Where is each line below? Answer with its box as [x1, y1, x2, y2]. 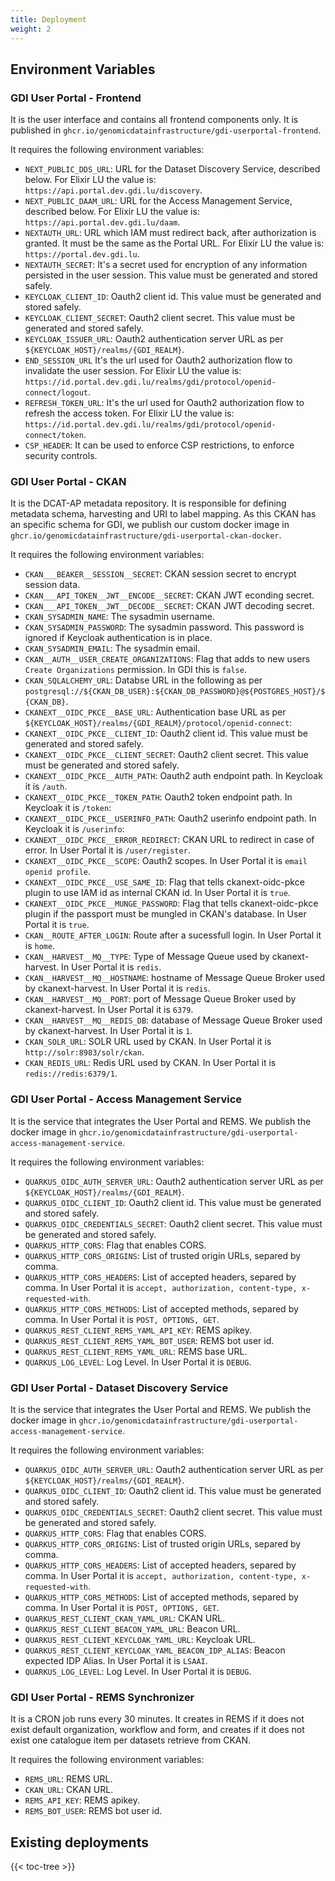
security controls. [24, 450, 98, 462]
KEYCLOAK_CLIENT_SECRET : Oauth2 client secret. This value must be [24, 312, 296, 324]
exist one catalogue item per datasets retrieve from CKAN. [10, 1734, 252, 1746]
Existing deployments [10, 1834, 149, 1851]
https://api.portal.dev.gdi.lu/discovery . [24, 184, 203, 196]
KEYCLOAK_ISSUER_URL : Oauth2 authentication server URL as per [24, 333, 284, 345]
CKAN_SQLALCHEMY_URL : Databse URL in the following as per [24, 674, 263, 686]
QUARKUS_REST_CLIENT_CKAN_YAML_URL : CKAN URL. [24, 1612, 226, 1625]
